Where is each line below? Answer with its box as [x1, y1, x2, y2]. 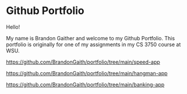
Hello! [6, 23, 20, 30]
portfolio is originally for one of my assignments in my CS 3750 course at [6, 41, 181, 48]
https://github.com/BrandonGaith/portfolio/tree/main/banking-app [6, 81, 165, 88]
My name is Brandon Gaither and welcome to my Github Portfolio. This [6, 34, 175, 41]
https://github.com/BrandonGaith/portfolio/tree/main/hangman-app [6, 69, 168, 76]
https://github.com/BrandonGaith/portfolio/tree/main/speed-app [6, 58, 160, 65]
